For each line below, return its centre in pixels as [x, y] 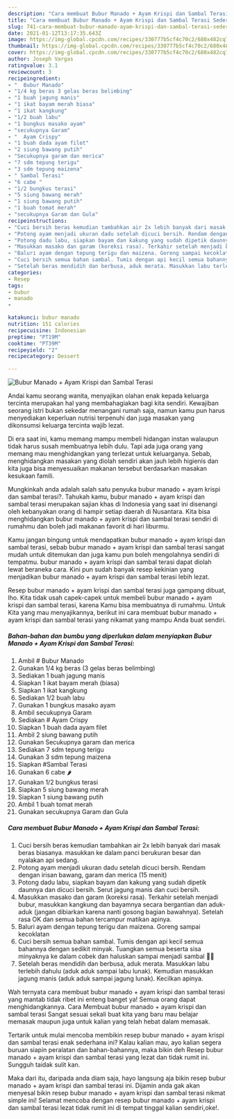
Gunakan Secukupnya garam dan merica [76, 742]
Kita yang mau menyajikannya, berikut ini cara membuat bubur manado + [113, 613]
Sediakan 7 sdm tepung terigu [61, 750]
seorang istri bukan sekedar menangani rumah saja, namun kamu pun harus [116, 411]
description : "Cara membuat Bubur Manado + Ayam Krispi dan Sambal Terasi [118, 14]
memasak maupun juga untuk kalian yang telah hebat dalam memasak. [109, 1022]
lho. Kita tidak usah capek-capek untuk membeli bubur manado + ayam [110, 598]
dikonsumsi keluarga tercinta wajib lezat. [66, 425]
